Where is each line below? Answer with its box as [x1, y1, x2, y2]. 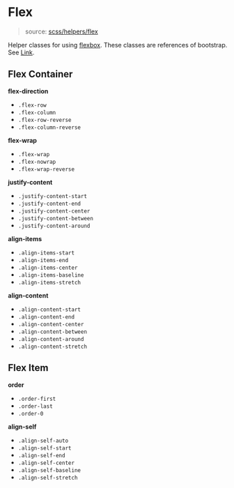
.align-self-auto [17, 437, 69, 444]
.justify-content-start [17, 192, 88, 199]
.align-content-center [17, 321, 84, 328]
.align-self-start [17, 444, 72, 452]
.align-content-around [17, 335, 84, 342]
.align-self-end [17, 452, 65, 459]
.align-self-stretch [17, 474, 78, 481]
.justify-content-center [17, 207, 91, 215]
